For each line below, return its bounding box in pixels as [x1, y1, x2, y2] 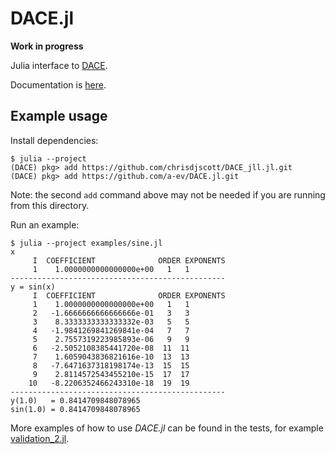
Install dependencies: [10, 134, 99, 146]
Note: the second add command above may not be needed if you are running [10, 188, 326, 201]
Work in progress [10, 40, 84, 52]
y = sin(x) [10, 282, 56, 292]
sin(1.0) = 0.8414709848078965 [10, 404, 141, 414]
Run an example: [10, 218, 80, 231]
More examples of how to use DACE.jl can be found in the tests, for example [10, 422, 324, 434]
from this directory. [10, 199, 90, 211]
